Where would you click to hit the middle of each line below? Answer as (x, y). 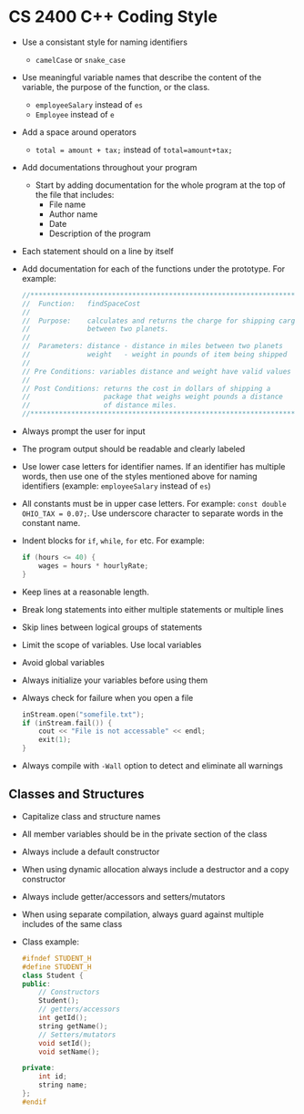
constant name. (51, 523)
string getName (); (73, 1026)
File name (67, 204)
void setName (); (69, 1052)
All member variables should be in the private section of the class (144, 834)
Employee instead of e (75, 114)
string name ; (63, 1085)
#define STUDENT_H (56, 967)
